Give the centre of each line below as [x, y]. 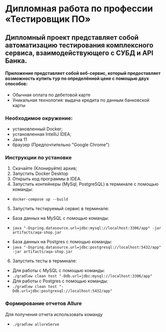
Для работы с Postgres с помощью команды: [60, 281]
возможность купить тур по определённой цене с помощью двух [77, 79]
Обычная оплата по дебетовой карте [51, 95]
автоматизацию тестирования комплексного [79, 45]
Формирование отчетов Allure [44, 304]
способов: [17, 84]
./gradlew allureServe [36, 324]
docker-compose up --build [40, 199]
